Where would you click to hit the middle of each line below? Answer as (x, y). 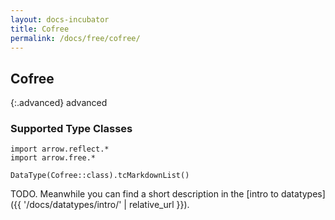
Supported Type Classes (71, 129)
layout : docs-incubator (60, 19)
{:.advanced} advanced (59, 103)
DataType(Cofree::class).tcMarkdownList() (100, 176)
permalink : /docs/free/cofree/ (75, 38)
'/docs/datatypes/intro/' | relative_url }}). (106, 205)
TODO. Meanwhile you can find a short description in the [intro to (144, 194)
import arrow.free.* (53, 158)
